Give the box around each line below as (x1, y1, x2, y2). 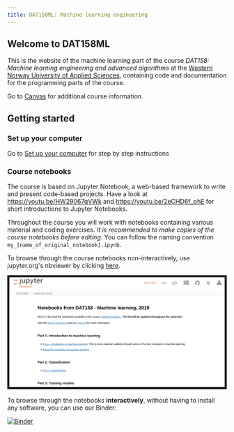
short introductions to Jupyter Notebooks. (7, 204, 127, 213)
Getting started (7, 112, 75, 124)
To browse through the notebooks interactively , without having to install (7, 396, 215, 404)
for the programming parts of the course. (7, 79, 125, 87)
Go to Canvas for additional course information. (7, 92, 143, 100)
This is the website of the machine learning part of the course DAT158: (7, 57, 210, 65)
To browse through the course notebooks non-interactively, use (7, 254, 190, 262)
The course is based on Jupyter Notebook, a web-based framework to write (7, 182, 226, 191)
